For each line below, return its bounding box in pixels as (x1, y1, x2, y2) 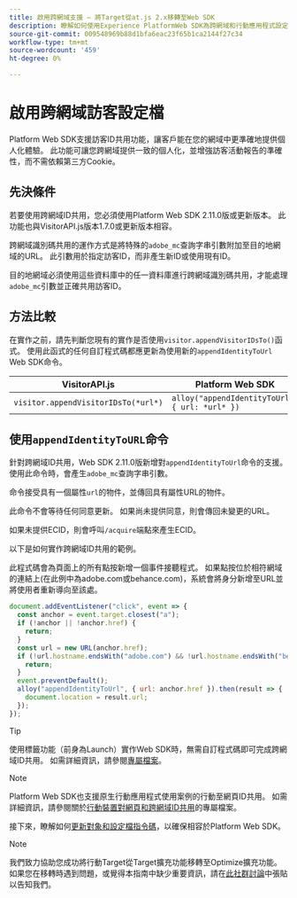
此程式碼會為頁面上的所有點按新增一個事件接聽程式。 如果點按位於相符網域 (9, 562, 283, 573)
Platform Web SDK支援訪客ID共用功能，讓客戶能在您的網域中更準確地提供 (9, 134, 278, 144)
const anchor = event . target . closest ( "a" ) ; (17, 611, 179, 620)
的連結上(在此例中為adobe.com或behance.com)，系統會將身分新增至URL (9, 574, 276, 584)
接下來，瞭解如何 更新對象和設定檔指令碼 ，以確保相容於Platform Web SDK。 (9, 821, 286, 832)
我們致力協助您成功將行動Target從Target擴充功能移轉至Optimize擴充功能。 (9, 856, 283, 867)
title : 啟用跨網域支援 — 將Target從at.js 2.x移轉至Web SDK (9, 12, 215, 22)
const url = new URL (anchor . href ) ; (17, 644, 148, 652)
